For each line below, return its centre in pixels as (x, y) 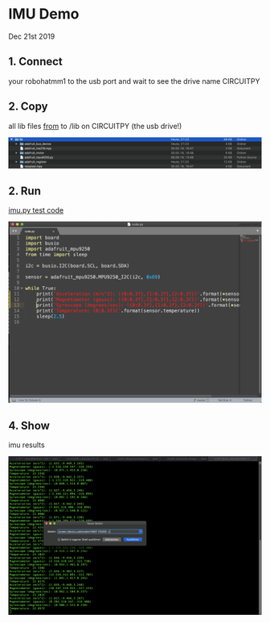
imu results (27, 445)
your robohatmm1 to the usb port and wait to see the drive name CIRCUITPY (134, 81)
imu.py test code (36, 210)
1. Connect (35, 62)
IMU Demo (44, 14)
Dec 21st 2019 (32, 36)
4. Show (29, 425)
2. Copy (28, 107)
